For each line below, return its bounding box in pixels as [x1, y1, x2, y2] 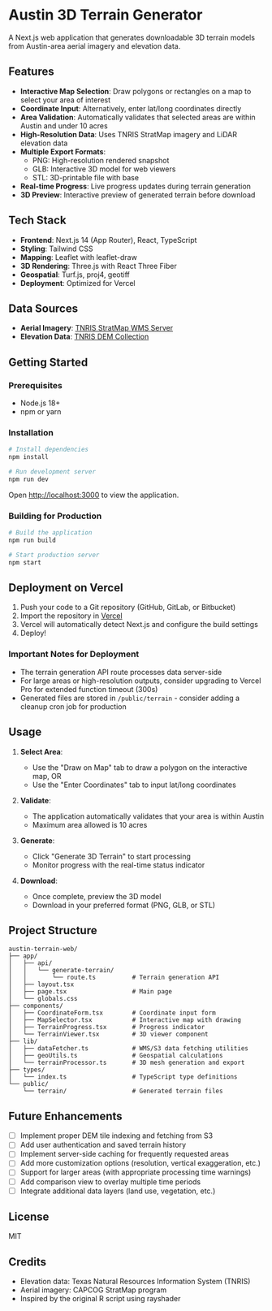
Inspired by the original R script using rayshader [19, 1294, 181, 1304]
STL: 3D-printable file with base [32, 172, 140, 182]
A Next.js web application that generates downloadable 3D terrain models [8, 32, 256, 42]
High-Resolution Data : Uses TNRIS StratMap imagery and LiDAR [19, 129, 238, 139]
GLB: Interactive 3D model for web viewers [32, 164, 176, 174]
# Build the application [8, 529, 93, 537]
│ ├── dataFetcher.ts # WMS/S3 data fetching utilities [8, 1045, 249, 1053]
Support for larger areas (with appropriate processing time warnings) [19, 1167, 252, 1177]
